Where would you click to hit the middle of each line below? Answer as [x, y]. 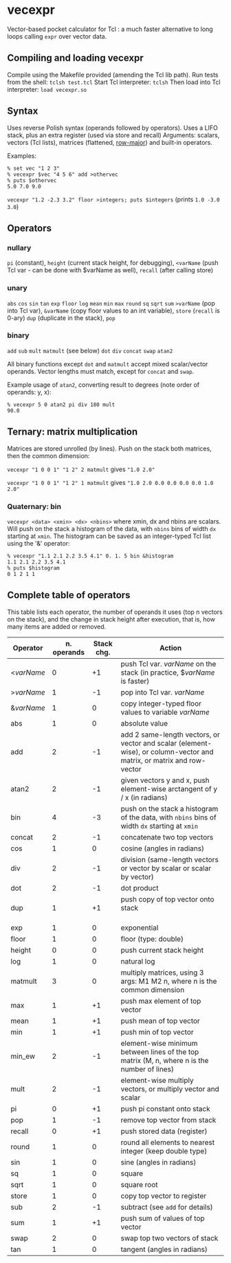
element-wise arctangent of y [169, 788]
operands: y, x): [29, 392]
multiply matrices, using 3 [162, 973]
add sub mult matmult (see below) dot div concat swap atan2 [90, 350]
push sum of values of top [163, 1218]
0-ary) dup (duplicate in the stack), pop [61, 318]
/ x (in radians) [144, 797]
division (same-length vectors [169, 859]
